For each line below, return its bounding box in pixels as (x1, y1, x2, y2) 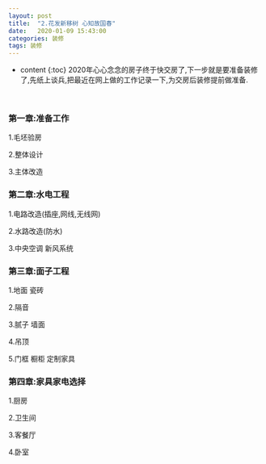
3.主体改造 (8, 167, 44, 177)
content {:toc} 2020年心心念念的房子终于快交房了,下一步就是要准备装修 (19, 65, 259, 75)
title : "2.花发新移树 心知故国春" (8, 19, 116, 27)
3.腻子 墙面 (8, 320, 46, 329)
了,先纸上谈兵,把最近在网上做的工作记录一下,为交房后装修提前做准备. (19, 75, 248, 85)
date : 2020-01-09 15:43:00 (8, 27, 107, 35)
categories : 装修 (8, 34, 65, 43)
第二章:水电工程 (8, 189, 70, 200)
